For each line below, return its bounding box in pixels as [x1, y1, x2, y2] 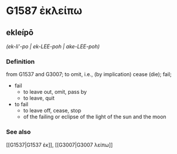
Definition [6, 57, 35, 66]
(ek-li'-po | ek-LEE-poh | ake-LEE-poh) [6, 43, 100, 50]
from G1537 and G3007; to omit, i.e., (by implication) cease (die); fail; [6, 71, 172, 78]
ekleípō [6, 28, 34, 37]
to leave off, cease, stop [23, 107, 82, 114]
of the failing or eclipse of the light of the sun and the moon [23, 113, 166, 121]
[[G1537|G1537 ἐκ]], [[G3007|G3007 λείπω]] [6, 141, 113, 148]
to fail [14, 101, 29, 108]
